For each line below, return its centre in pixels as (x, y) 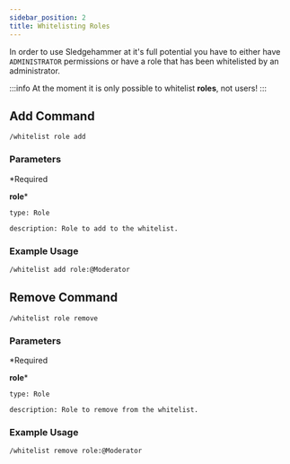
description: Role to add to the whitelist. (94, 228)
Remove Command (64, 298)
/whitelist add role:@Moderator (70, 269)
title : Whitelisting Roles (60, 26)
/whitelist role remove (54, 318)
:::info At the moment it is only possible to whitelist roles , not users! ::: (138, 88)
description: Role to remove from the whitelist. (104, 409)
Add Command (52, 116)
